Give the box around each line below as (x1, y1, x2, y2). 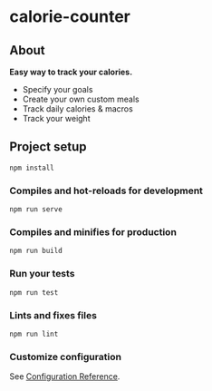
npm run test (9, 288, 59, 297)
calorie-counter (9, 6, 131, 27)
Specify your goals (22, 84, 93, 94)
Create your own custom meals (22, 93, 140, 104)
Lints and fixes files (9, 308, 98, 321)
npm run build (9, 247, 63, 256)
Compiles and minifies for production (9, 226, 177, 239)
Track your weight (22, 113, 91, 123)
